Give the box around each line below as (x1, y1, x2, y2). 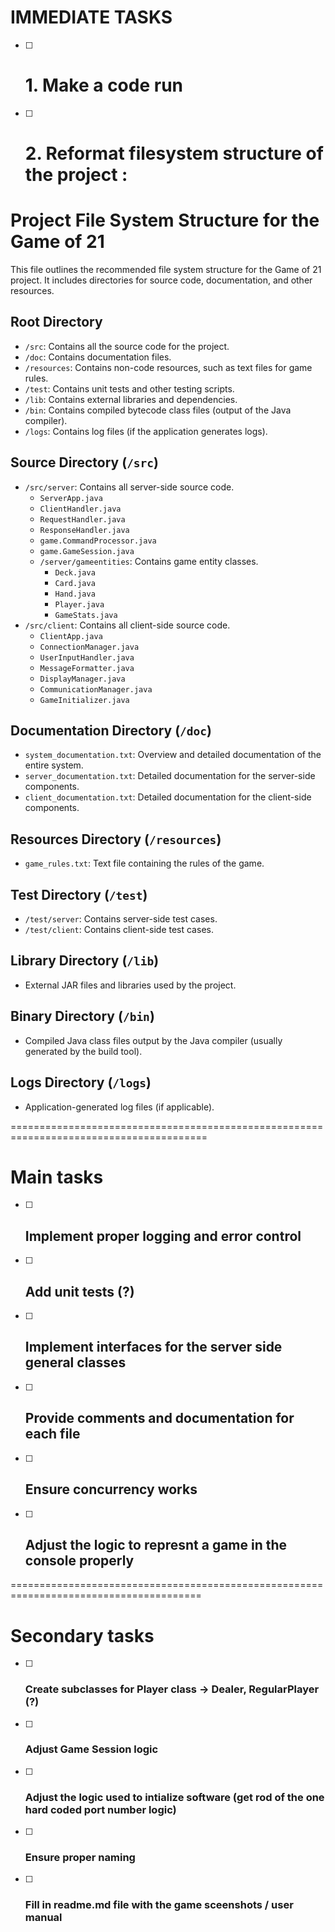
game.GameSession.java (39, 546, 135, 556)
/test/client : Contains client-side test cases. (24, 924, 214, 936)
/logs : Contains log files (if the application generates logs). (24, 425, 268, 437)
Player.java (54, 599, 105, 610)
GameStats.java (54, 610, 118, 620)
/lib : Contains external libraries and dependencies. (24, 393, 238, 405)
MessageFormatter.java (39, 663, 135, 673)
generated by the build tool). (24, 1045, 143, 1057)
